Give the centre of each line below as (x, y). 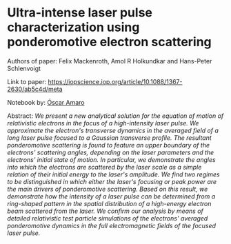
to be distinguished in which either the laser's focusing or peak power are (112, 181)
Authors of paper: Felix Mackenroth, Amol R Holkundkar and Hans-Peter (110, 61)
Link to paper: (27, 81)
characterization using (73, 27)
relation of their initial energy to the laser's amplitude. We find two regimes (113, 174)
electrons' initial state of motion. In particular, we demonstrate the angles (111, 159)
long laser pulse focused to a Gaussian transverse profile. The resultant (109, 138)
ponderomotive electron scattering (109, 42)
